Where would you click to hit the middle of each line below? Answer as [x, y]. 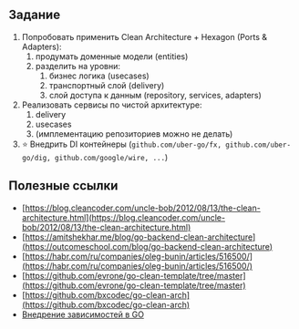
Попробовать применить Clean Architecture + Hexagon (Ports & [144, 36]
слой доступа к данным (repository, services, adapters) [155, 95]
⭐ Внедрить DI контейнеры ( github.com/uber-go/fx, [122, 144]
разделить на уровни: [77, 66]
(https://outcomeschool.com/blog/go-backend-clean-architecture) [147, 246]
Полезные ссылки [63, 186]
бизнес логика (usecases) [99, 76]
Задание [35, 15]
